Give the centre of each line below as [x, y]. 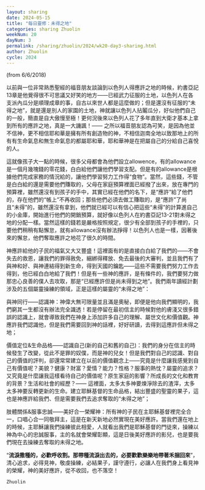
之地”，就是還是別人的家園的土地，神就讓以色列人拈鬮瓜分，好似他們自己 [104, 110]
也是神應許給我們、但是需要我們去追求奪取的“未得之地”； [78, 398]
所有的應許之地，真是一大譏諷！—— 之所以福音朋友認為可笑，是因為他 [100, 125]
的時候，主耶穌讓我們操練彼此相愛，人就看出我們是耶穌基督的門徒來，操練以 [103, 427]
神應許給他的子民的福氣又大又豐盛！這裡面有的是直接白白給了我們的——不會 [103, 250]
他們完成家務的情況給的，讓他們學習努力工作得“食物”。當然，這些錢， [99, 176]
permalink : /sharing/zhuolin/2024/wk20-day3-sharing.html [81, 46]
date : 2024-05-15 [28, 18]
